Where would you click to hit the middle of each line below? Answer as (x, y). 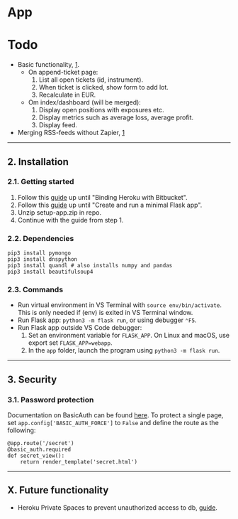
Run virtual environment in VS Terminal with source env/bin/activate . (119, 305)
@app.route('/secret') (41, 444)
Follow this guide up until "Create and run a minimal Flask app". (110, 205)
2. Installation (38, 162)
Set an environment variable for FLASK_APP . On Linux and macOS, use (129, 336)
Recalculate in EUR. (67, 95)
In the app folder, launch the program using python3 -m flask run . (124, 351)
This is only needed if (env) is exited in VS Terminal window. (105, 313)
